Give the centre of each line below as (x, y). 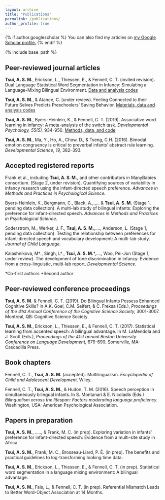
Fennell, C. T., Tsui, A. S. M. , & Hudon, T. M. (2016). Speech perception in (80, 389)
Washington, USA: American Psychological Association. (62, 405)
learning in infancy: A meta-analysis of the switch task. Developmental (77, 125)
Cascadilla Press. (23, 347)
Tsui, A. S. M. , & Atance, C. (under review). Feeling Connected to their (76, 100)
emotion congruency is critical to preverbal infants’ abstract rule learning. (80, 145)
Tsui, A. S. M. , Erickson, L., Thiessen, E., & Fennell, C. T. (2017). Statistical (80, 326)
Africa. (12, 443)
